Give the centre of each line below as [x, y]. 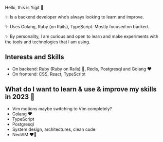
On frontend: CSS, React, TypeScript [49, 74]
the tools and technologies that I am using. [48, 42]
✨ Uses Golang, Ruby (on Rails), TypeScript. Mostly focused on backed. [77, 27]
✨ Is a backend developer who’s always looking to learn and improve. [75, 17]
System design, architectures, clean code [54, 129]
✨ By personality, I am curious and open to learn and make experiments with [82, 36]
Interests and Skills [35, 57]
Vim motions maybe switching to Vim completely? [62, 108]
